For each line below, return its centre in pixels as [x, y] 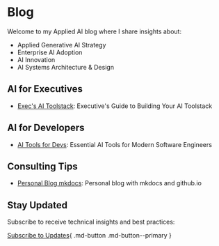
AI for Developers [46, 128]
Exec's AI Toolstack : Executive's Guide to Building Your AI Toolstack [115, 106]
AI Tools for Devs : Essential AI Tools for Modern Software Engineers [114, 144]
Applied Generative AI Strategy [62, 45]
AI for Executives [45, 89]
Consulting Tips [42, 166]
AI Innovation [36, 59]
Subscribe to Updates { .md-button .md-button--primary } [90, 236]
